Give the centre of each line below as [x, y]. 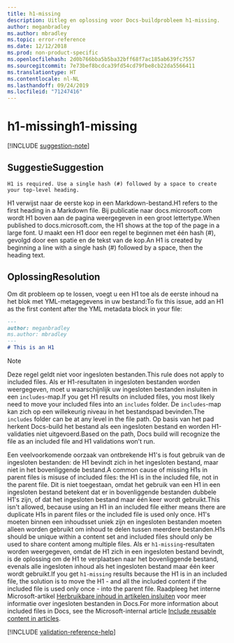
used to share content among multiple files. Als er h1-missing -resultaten [111, 544]
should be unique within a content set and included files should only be [110, 537]
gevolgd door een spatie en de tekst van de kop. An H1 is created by [105, 240]
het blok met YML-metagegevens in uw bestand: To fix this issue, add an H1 [116, 301]
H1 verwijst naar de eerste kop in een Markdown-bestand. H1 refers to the [112, 203]
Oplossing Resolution [54, 277]
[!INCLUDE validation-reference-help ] [61, 632]
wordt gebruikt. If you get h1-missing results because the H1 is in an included [117, 574]
